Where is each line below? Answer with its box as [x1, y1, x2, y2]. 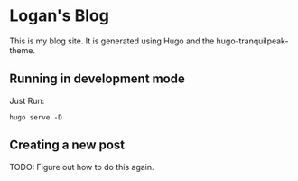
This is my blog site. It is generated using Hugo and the [9, 35, 215, 46]
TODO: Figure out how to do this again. [9, 161, 155, 172]
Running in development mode [9, 71, 185, 87]
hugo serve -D [9, 112, 63, 122]
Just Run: [9, 95, 45, 106]
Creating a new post [9, 138, 126, 153]
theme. [9, 44, 36, 55]
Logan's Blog [9, 5, 110, 26]
